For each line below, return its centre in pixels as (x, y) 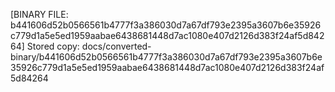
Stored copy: (53, 46)
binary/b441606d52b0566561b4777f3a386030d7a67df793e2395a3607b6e (166, 57)
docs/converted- (116, 46)
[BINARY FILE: (39, 14)
